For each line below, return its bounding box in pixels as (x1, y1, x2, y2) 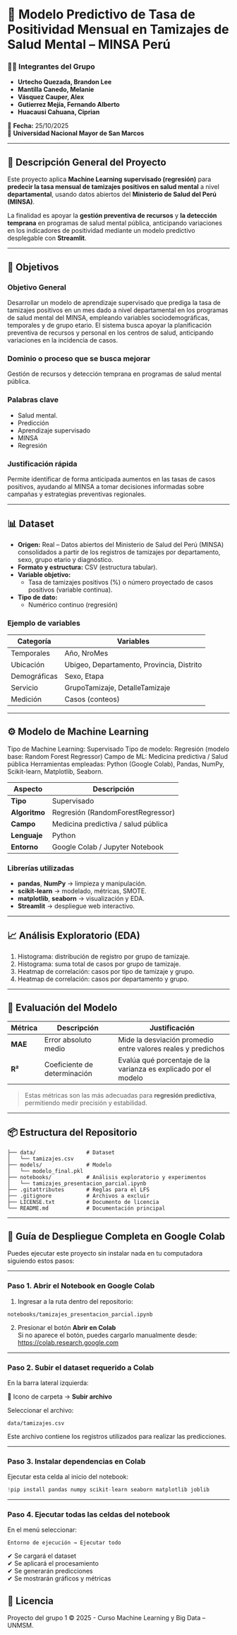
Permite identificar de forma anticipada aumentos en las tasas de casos (7, 474, 216, 483)
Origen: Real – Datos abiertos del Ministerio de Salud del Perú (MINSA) (17, 540, 224, 549)
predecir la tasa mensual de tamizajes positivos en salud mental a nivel (7, 183, 220, 191)
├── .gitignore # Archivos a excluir (7, 1192, 150, 1199)
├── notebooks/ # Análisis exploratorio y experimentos (7, 1174, 207, 1181)
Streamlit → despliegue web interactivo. (17, 902, 135, 910)
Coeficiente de (44, 1060, 94, 1069)
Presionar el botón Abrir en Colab (17, 1323, 116, 1331)
